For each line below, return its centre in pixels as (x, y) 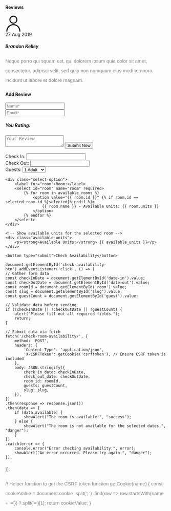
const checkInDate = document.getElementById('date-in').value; (75, 278)
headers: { (26, 346)
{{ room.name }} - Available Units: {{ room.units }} (100, 207)
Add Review (18, 94)
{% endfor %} (38, 216)
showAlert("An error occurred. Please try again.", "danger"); (83, 453)
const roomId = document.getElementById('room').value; (66, 287)
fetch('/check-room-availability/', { (47, 336)
